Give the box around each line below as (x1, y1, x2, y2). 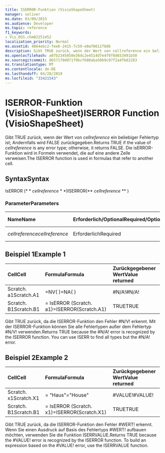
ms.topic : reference (5, 26, 48, 31)
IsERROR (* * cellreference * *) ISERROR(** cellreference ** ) (5, 188, 129, 194)
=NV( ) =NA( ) (45, 289, 76, 295)
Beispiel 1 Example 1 (5, 250, 66, 259)
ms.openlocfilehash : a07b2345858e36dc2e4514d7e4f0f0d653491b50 (5, 53, 137, 58)
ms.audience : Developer (5, 21, 54, 26)
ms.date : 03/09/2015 (5, 16, 48, 21)
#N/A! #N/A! (112, 289, 140, 295)
